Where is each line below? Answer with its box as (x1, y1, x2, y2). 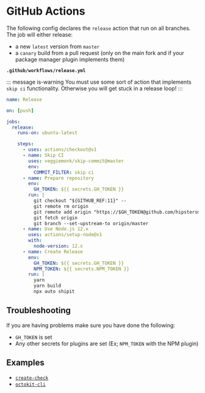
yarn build (33, 283, 62, 289)
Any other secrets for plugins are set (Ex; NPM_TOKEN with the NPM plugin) (15, 340, 199, 347)
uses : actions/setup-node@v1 (28, 232, 103, 238)
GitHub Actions (6, 4, 85, 18)
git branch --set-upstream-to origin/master (33, 220, 149, 226)
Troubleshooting (6, 305, 71, 315)
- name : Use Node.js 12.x (22, 226, 88, 233)
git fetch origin (33, 215, 78, 221)
